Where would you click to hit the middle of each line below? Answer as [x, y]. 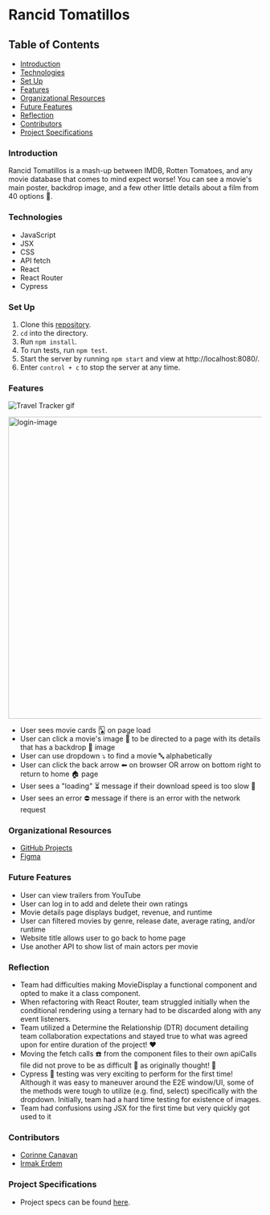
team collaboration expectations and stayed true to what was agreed [133, 1036]
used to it [35, 1117]
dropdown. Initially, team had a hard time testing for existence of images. [140, 1100]
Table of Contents [54, 45]
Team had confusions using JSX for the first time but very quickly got [135, 1108]
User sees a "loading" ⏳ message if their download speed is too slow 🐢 [138, 786]
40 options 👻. [31, 196]
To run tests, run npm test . [63, 350]
